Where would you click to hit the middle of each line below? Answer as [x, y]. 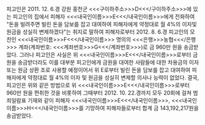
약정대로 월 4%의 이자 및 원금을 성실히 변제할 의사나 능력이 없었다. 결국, [113, 77]
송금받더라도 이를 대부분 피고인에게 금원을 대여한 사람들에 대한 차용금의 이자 [108, 62]
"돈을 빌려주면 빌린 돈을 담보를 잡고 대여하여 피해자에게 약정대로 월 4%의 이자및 [102, 24]
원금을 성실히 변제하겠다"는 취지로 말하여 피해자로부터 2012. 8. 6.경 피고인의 [97, 32]
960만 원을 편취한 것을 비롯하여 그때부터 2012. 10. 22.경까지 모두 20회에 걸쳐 [99, 93]
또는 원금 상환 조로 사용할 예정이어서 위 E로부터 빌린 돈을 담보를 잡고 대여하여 [99, 70]
